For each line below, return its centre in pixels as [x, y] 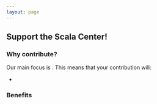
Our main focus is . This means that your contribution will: [79, 67]
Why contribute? [32, 54]
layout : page [23, 12]
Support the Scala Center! [57, 37]
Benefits [19, 95]
